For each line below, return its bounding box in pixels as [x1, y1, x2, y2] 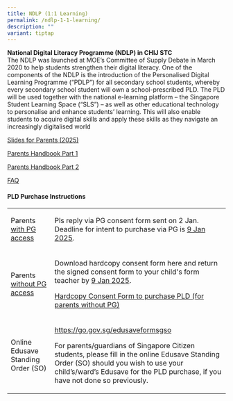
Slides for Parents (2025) [7, 136, 79, 145]
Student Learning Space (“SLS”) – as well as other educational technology [7, 100, 220, 108]
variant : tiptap [7, 29, 54, 37]
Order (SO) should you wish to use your [54, 359, 184, 368]
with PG [10, 224, 37, 234]
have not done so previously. [54, 376, 149, 386]
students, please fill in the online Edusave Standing [54, 350, 221, 359]
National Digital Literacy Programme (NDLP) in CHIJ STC [7, 49, 173, 57]
